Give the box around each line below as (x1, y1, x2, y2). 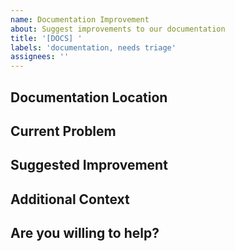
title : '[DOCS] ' (10, 33, 83, 43)
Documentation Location (10, 89, 168, 106)
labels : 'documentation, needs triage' (10, 42, 177, 53)
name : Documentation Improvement (10, 14, 150, 25)
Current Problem (10, 122, 117, 140)
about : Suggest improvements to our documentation (10, 24, 226, 34)
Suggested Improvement (10, 157, 168, 174)
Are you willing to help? (10, 225, 160, 242)
